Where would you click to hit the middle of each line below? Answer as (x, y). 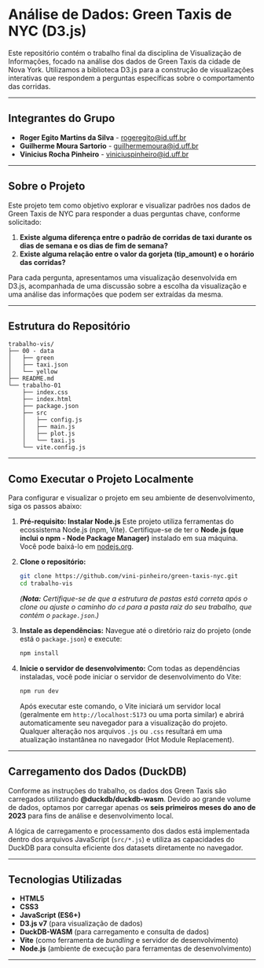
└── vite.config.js (54, 447)
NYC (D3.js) (48, 31)
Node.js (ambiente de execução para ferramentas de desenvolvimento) (136, 948)
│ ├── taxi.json (38, 365)
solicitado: (25, 222)
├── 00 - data (31, 351)
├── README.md (31, 379)
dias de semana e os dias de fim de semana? (94, 245)
